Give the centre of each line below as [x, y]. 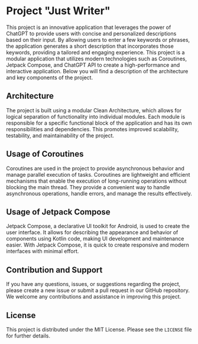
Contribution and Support [54, 270]
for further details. [28, 336]
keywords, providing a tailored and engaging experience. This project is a [95, 52]
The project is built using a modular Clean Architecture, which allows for [94, 110]
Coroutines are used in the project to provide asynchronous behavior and [95, 168]
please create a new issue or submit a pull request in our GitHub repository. [98, 290]
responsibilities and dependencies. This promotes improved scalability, [92, 129]
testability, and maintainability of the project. [60, 135]
